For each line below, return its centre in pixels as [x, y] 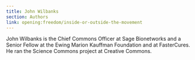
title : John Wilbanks [32, 11]
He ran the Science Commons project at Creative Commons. [79, 51]
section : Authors [27, 17]
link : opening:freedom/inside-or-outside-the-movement [74, 22]
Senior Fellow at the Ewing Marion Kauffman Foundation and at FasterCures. [98, 45]
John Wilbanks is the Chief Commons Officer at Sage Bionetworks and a [94, 39]
